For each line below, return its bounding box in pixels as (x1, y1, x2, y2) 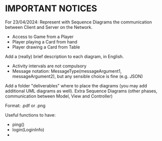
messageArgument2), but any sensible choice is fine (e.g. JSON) (12, 73, 143, 79)
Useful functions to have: (5, 112, 56, 118)
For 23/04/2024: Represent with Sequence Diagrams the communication (5, 19, 152, 25)
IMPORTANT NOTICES (5, 3, 97, 14)
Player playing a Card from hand (12, 39, 77, 44)
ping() (12, 121, 24, 127)
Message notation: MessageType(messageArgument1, (12, 68, 122, 74)
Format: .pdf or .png (5, 102, 46, 108)
